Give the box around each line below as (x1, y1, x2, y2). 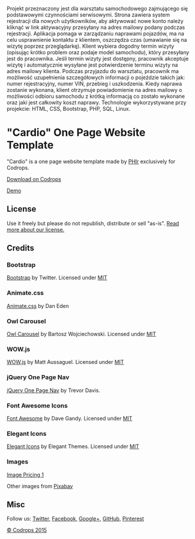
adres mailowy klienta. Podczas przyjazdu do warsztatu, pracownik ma (6, 68, 179, 74)
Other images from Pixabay (6, 482, 73, 489)
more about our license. (6, 226, 65, 233)
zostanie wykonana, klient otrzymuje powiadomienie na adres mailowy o (6, 87, 182, 93)
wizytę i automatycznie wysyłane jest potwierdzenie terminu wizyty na (6, 61, 179, 68)
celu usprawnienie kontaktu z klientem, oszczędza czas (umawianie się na (6, 37, 187, 43)
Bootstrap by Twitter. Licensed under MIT (6, 274, 108, 281)
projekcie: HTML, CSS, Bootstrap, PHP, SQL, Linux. (6, 106, 131, 112)
